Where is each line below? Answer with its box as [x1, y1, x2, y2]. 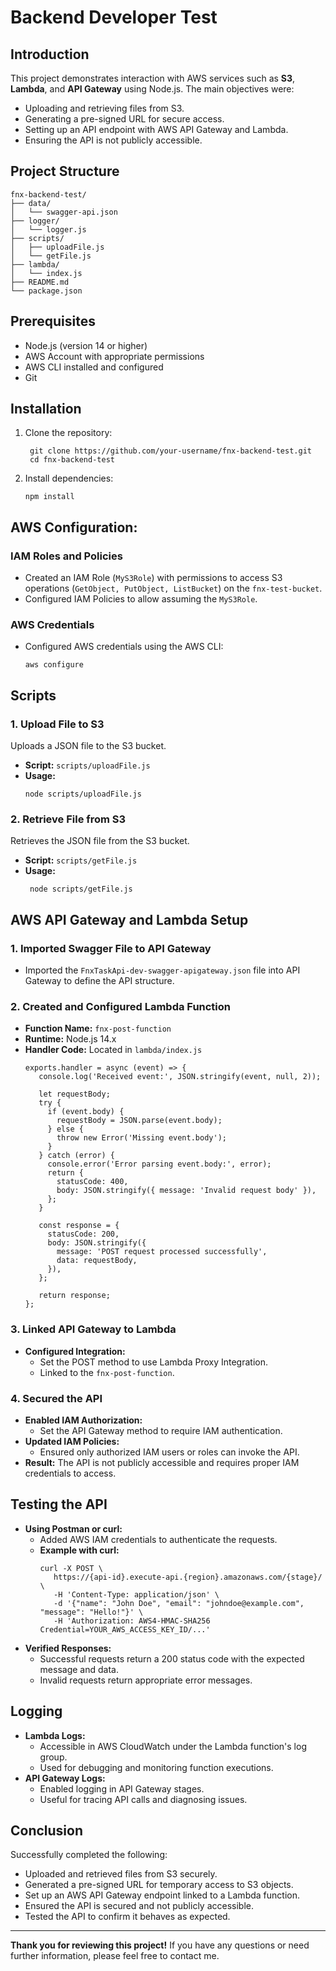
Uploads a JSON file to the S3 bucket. [10, 740, 167, 752]
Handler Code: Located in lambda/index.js [24, 1044, 203, 1056]
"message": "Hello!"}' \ [39, 1607, 144, 1617]
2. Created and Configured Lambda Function [10, 1000, 232, 1014]
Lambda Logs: [24, 1729, 86, 1741]
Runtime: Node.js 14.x [24, 1033, 117, 1045]
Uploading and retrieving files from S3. [24, 102, 185, 114]
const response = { [38, 1221, 120, 1231]
